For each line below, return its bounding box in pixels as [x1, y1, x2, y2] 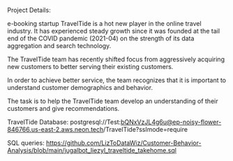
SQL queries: [7, 139, 45, 147]
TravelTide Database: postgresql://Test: [7, 118, 121, 126]
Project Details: [7, 6, 51, 14]
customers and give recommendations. [7, 105, 120, 112]
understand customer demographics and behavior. [7, 84, 153, 91]
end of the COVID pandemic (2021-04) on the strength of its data [7, 34, 195, 43]
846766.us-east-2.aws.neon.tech [7, 125, 104, 133]
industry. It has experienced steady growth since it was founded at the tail [7, 27, 220, 35]
